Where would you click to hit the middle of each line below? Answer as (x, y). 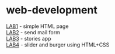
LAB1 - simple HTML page (37, 26)
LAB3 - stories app (29, 38)
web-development (52, 10)
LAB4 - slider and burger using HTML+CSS (58, 45)
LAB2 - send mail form (33, 32)
